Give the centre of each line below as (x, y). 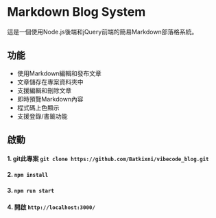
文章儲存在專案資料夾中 (50, 82)
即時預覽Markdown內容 (50, 99)
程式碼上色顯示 (38, 108)
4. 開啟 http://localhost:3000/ (51, 207)
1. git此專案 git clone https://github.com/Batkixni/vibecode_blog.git (108, 158)
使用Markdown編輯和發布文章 (59, 73)
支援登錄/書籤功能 (42, 116)
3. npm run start (31, 190)
